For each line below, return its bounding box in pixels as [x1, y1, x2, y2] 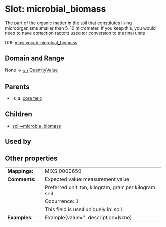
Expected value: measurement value [45, 176, 129, 183]
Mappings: [7, 168, 34, 175]
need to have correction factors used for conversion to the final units [5, 30, 145, 36]
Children [5, 110, 32, 118]
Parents [5, 82, 30, 91]
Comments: [7, 176, 36, 183]
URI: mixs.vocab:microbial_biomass [5, 39, 78, 45]
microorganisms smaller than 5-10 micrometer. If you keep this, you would [5, 25, 156, 31]
